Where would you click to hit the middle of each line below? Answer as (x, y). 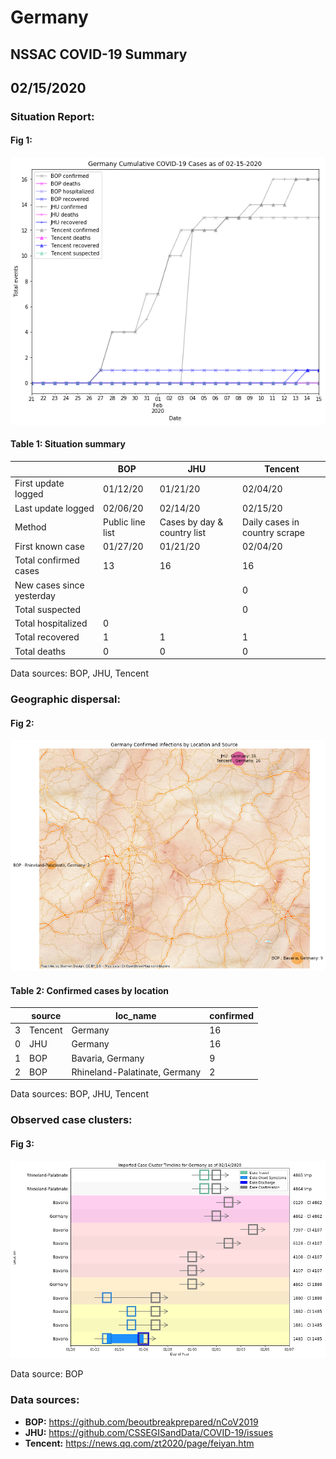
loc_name (135, 1015)
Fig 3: (22, 1143)
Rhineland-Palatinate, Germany (136, 1072)
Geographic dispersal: (65, 699)
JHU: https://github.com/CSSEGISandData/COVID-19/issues (149, 1432)
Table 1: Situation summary (68, 444)
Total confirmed (47, 560)
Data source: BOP (47, 1374)
